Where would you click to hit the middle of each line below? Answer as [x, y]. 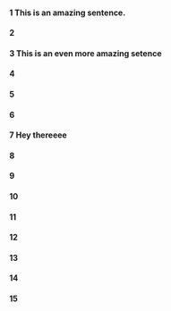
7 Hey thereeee [38, 135]
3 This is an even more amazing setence [85, 53]
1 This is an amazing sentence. [68, 13]
